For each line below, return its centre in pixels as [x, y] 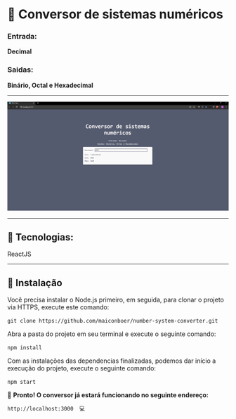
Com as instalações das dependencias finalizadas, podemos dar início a [112, 361]
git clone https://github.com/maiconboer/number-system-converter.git [113, 321]
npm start [22, 382]
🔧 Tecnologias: [40, 237]
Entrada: [22, 37]
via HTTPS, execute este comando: [58, 307]
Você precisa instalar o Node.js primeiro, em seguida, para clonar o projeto [116, 299]
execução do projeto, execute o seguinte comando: [82, 368]
